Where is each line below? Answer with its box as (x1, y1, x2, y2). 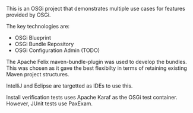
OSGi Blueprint (14, 34, 52, 41)
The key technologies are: (6, 23, 70, 30)
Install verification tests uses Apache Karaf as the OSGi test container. (6, 94, 178, 101)
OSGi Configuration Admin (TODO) (14, 47, 100, 54)
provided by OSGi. (6, 11, 51, 18)
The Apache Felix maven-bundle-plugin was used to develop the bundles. (6, 59, 187, 65)
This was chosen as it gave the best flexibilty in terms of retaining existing (6, 64, 187, 72)
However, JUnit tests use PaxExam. (6, 100, 93, 107)
